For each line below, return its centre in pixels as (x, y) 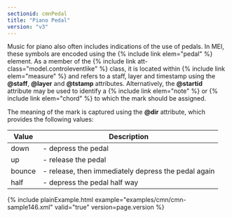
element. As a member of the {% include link (72, 61)
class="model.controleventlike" (53, 69)
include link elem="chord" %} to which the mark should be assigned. (107, 99)
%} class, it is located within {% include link (162, 69)
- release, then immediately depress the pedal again (129, 171)
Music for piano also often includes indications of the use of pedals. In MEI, (116, 47)
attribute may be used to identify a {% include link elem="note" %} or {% (113, 91)
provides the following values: (50, 119)
